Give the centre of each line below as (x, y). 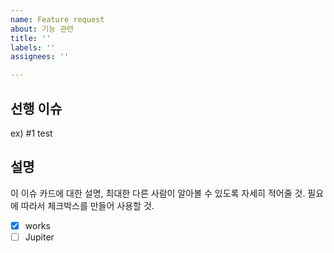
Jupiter (39, 237)
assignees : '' (40, 57)
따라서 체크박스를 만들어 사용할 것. (87, 205)
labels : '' (33, 47)
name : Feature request (57, 19)
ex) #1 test (31, 133)
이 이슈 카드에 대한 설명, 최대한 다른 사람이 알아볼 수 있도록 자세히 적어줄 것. (158, 193)
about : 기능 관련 (42, 29)
